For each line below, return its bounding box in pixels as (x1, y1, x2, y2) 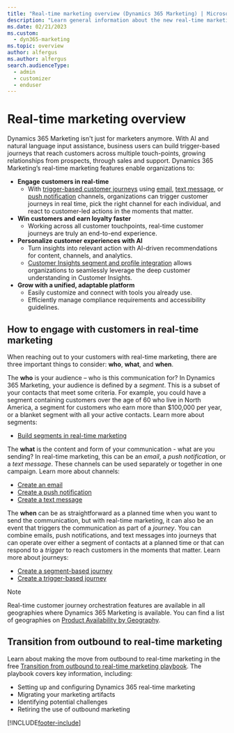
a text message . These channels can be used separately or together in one (7, 460, 223, 468)
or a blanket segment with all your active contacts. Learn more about (7, 411, 205, 418)
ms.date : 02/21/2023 (7, 23, 68, 30)
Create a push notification (17, 488, 92, 496)
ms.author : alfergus (7, 56, 68, 63)
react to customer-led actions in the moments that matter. (27, 207, 194, 216)
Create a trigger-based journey (17, 574, 107, 582)
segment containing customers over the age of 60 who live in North (7, 396, 201, 404)
